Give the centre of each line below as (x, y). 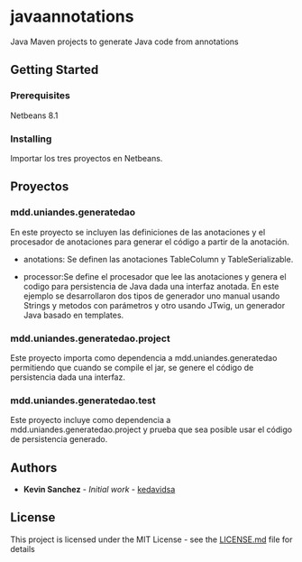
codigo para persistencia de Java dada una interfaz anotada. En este (151, 286)
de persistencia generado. (59, 439)
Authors (34, 468)
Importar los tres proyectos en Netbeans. (87, 158)
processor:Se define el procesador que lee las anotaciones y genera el (155, 276)
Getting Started (55, 70)
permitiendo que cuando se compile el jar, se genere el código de (132, 367)
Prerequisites (40, 96)
